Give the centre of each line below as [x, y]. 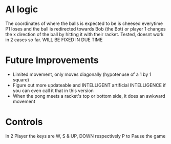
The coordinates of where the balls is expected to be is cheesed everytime [84, 23]
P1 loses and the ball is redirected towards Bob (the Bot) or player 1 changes [85, 28]
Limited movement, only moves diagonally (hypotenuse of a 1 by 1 [82, 74]
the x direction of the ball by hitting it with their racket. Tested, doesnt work [84, 34]
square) [21, 79]
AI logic [22, 9]
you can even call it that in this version [53, 91]
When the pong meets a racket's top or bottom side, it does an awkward [89, 96]
